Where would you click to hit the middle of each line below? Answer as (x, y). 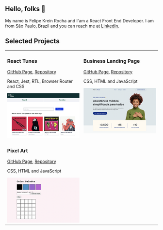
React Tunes (22, 61)
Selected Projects (32, 41)
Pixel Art (17, 151)
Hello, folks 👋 (25, 9)
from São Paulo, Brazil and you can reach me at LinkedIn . (62, 26)
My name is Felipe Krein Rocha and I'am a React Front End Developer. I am (80, 20)
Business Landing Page (112, 61)
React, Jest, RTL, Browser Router (40, 81)
